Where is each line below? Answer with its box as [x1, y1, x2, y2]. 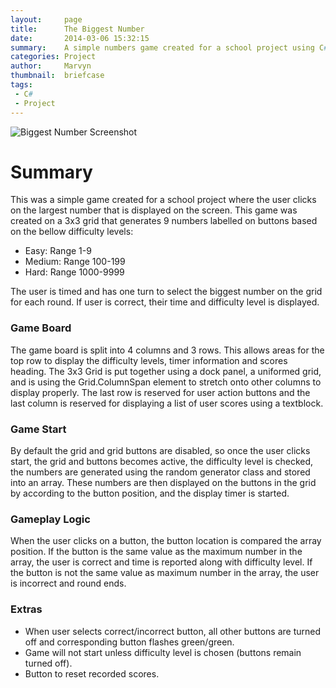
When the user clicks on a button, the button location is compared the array [10, 535, 322, 547]
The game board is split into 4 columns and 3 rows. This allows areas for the [10, 344, 325, 356]
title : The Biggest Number [10, 24, 145, 34]
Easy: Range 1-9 [24, 245, 92, 257]
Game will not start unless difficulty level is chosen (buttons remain [24, 646, 302, 658]
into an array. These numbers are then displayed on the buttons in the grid [10, 477, 317, 489]
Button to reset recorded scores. [24, 667, 160, 680]
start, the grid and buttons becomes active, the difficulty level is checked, [10, 456, 314, 468]
